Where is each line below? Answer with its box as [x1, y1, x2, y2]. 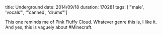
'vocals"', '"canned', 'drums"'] [5, 9, 67, 15]
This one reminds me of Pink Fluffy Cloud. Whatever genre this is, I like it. [5, 19, 157, 25]
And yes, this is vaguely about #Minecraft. [5, 24, 93, 30]
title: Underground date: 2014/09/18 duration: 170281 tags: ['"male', [5, 4, 144, 10]
